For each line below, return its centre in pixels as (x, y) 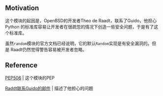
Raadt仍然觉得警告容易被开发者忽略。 (49, 49)
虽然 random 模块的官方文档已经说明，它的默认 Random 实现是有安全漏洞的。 (79, 43)
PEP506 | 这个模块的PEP (30, 78)
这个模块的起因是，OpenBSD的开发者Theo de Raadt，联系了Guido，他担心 (81, 20)
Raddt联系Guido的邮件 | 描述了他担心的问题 (49, 88)
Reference (21, 65)
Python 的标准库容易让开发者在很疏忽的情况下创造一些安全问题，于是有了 (80, 27)
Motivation (22, 8)
